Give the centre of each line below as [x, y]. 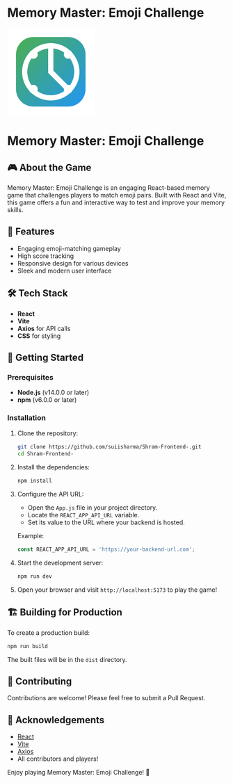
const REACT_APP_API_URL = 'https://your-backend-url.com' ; [106, 550]
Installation [27, 418]
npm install [34, 481]
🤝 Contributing [40, 681]
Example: [31, 536]
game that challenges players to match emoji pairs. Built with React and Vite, [117, 195]
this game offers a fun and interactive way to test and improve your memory [116, 202]
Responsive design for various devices [73, 263]
